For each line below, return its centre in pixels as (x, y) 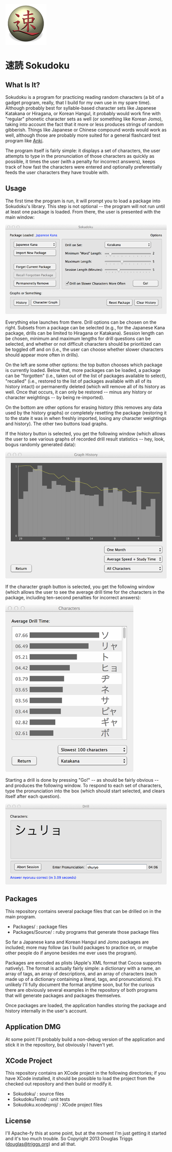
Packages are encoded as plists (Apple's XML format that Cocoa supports (84, 962)
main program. (21, 916)
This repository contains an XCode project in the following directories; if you (86, 1073)
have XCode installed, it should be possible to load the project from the (80, 1078)
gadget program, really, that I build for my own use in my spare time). (78, 102)
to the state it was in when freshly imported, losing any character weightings (86, 418)
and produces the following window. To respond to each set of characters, (84, 786)
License (18, 1121)
